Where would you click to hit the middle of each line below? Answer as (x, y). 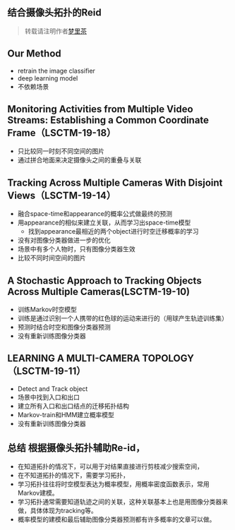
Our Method (34, 54)
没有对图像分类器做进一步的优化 (64, 240)
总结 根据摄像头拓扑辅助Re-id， (76, 448)
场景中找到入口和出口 (48, 397)
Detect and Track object (53, 389)
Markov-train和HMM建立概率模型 (66, 414)
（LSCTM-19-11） (47, 372)
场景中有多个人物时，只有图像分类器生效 (76, 249)
